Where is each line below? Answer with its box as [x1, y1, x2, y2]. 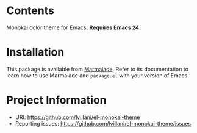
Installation [6, 45, 65, 59]
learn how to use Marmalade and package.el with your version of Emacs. [6, 71, 189, 79]
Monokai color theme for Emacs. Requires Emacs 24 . [6, 24, 141, 31]
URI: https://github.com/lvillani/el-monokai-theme [15, 113, 140, 121]
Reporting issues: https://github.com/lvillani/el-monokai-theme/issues [15, 120, 192, 127]
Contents [6, 4, 55, 18]
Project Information [6, 93, 107, 107]
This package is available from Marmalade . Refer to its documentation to [6, 65, 189, 73]
